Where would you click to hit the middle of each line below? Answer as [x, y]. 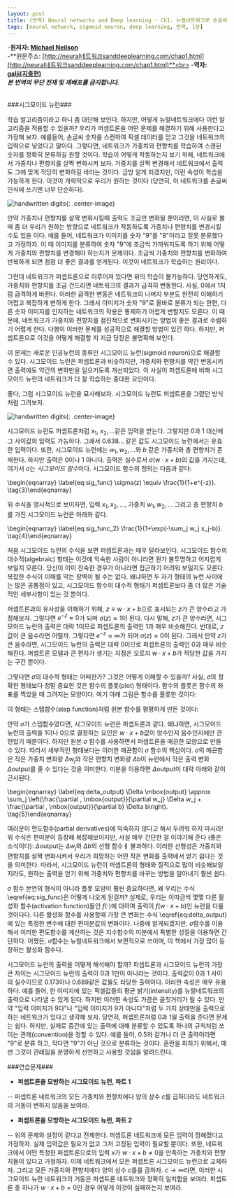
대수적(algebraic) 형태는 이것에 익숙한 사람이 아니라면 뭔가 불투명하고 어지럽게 [114, 559]
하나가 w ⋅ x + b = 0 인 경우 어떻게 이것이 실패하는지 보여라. [102, 1188]
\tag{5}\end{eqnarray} [39, 814]
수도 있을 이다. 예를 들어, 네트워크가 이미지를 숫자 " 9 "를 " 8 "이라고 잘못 [103, 236]
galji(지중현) [24, 73]
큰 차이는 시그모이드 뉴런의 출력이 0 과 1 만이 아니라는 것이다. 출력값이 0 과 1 [108, 973]
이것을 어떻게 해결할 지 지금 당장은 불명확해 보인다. [106, 338]
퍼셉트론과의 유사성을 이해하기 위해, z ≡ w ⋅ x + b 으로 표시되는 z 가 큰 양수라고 [113, 609]
